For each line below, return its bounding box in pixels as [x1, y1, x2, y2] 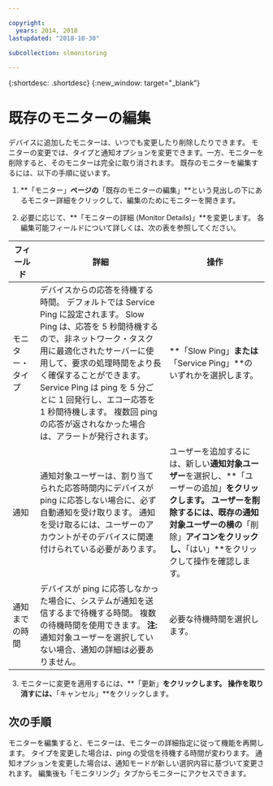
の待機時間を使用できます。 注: [40, 619, 158, 631]
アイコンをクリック [185, 532, 258, 543]
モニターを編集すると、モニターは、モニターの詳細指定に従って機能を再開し [8, 738, 264, 748]
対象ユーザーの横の [169, 519, 243, 531]
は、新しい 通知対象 [169, 458, 243, 470]
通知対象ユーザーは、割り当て [40, 471, 154, 482]
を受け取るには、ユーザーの [40, 519, 146, 531]
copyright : [8, 19, 45, 27]
